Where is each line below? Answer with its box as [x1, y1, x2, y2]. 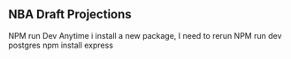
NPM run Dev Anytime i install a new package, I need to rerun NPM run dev [8, 30, 282, 41]
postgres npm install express [8, 40, 114, 50]
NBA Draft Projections [8, 7, 132, 22]
